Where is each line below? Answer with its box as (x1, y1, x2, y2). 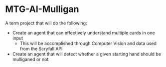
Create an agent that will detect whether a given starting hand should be (12, 51, 161, 57)
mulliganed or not (12, 56, 49, 62)
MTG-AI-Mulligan (5, 3, 79, 15)
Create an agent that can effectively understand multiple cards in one (12, 29, 156, 35)
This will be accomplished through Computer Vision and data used (19, 40, 157, 46)
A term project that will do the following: (5, 20, 87, 26)
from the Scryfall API (19, 45, 63, 51)
